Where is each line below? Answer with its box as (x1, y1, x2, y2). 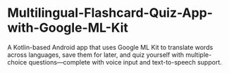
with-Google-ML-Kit (7, 20, 128, 36)
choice (7, 58, 27, 66)
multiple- (185, 51, 212, 59)
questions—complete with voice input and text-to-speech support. (28, 58, 222, 66)
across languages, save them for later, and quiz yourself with (7, 51, 185, 59)
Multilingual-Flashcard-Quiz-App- (7, 5, 213, 21)
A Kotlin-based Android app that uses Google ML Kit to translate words (7, 43, 213, 51)
